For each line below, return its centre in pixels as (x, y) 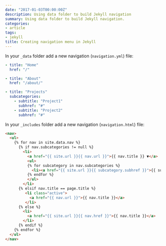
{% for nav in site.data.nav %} (47, 143)
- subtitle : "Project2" (39, 110)
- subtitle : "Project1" (39, 101)
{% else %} (29, 207)
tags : (11, 33)
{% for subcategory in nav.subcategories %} (74, 165)
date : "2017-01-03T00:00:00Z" (36, 10)
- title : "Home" (22, 65)
